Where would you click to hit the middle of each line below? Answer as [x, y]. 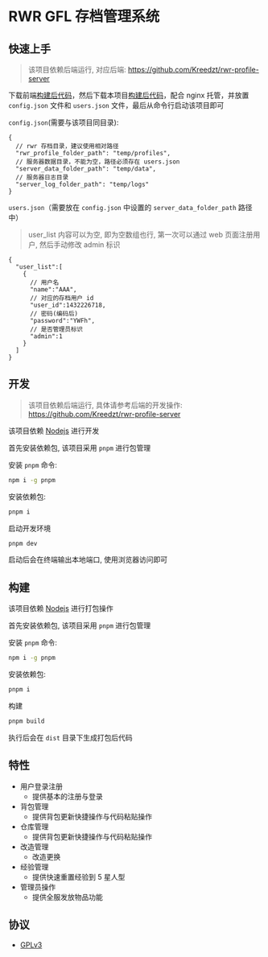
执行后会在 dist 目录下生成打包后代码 [70, 737]
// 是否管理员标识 [56, 329]
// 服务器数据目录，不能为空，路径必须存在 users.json [98, 162]
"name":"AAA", [54, 290]
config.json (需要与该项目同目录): [64, 122]
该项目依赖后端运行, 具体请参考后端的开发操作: [105, 405]
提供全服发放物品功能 [67, 897]
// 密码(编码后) [54, 314]
